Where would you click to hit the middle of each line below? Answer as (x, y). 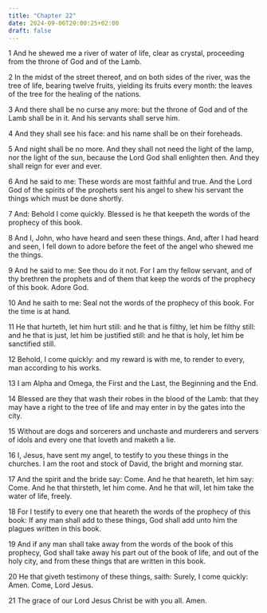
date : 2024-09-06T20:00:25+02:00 (64, 23)
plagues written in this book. (55, 529)
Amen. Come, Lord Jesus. (51, 585)
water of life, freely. (40, 496)
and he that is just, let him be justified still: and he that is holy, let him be (126, 336)
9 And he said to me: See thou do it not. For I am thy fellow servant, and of (130, 271)
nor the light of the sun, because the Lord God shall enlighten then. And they (134, 157)
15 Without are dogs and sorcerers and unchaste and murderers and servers (133, 432)
